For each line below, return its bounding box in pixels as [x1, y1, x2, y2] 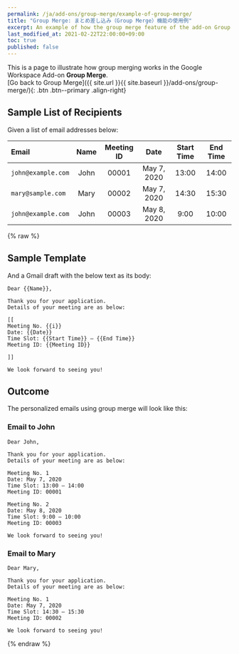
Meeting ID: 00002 [7, 615, 62, 622]
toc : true [7, 37, 37, 44]
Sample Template [7, 252, 87, 265]
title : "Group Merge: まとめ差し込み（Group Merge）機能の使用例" [7, 17, 192, 24]
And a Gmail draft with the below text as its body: [7, 271, 152, 280]
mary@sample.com [11, 189, 66, 197]
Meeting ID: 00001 [7, 488, 62, 496]
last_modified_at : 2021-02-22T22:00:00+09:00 [7, 30, 144, 38]
